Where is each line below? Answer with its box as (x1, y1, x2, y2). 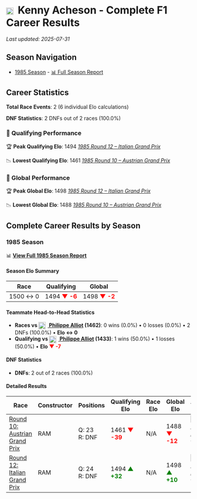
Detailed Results (6, 383, 47, 390)
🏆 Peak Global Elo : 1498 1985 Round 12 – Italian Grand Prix (6, 187, 151, 194)
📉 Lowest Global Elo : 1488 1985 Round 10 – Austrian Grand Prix (6, 201, 162, 208)
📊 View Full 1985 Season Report (6, 252, 87, 259)
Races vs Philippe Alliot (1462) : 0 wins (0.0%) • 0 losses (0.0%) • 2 (14, 322, 191, 329)
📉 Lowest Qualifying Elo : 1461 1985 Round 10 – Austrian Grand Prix (6, 157, 171, 164)
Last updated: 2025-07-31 (6, 35, 70, 42)
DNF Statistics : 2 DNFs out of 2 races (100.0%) (6, 114, 121, 122)
